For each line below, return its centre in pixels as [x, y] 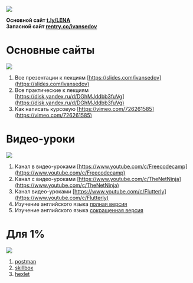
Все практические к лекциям [52, 90]
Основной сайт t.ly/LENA [38, 20]
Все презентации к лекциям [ [52, 77]
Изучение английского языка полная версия [71, 204]
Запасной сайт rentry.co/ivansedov [52, 26]
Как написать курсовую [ [47, 108]
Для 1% [26, 234]
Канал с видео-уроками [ [47, 179]
